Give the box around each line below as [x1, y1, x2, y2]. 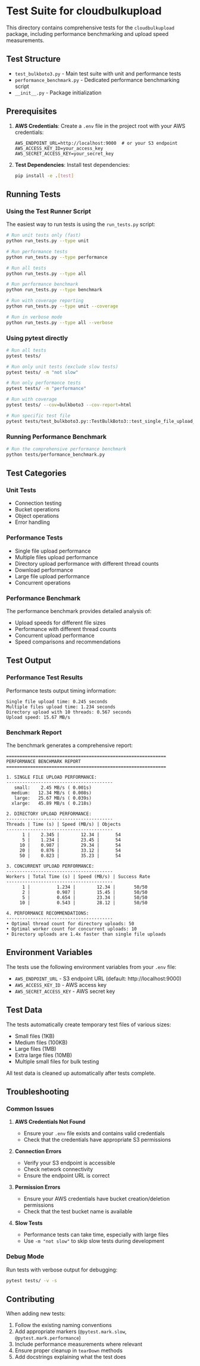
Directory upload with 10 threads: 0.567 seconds [6, 709, 132, 715]
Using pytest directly [6, 334, 68, 342]
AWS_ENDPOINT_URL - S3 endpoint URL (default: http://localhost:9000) [14, 975, 182, 982]
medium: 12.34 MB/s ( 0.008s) [11, 789, 92, 796]
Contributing [6, 1294, 55, 1304]
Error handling [14, 519, 50, 526]
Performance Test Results [6, 673, 83, 682]
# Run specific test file [6, 413, 70, 419]
